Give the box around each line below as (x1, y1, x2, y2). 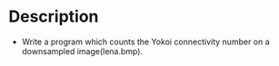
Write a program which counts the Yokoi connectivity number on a (21, 36, 270, 47)
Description (8, 6, 99, 27)
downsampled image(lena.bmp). (21, 45, 143, 56)
